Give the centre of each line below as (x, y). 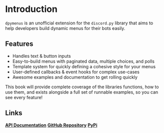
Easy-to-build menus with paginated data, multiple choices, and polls (83, 61)
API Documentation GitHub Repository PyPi (51, 125)
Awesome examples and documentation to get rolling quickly (75, 77)
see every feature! (24, 97)
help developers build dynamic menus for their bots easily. (65, 28)
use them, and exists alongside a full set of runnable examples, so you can (82, 92)
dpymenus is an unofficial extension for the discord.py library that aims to (79, 23)
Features (19, 44)
